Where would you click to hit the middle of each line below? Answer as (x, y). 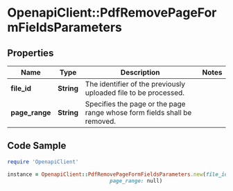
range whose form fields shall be (138, 112)
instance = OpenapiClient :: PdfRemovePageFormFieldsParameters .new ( (107, 174)
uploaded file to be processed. (135, 93)
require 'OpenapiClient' (43, 162)
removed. (101, 121)
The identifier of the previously (135, 84)
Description (140, 72)
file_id (21, 88)
